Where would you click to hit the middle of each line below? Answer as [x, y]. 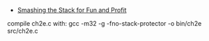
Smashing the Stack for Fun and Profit [72, 10]
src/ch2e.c [23, 31]
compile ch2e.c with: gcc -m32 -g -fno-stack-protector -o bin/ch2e [104, 23]
